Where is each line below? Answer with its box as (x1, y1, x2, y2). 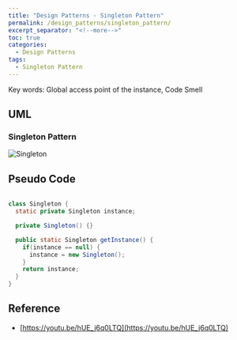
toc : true (8, 33, 41, 42)
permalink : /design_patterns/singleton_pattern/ (8, 19, 171, 27)
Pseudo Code (8, 172, 77, 186)
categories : (8, 41, 47, 49)
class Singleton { (8, 200, 69, 208)
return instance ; (22, 266, 80, 274)
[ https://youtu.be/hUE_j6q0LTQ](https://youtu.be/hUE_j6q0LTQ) (19, 323, 229, 332)
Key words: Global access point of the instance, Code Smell (8, 85, 203, 94)
